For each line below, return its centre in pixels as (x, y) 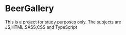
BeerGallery (30, 9)
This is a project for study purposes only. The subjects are (63, 22)
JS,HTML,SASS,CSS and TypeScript (41, 27)
